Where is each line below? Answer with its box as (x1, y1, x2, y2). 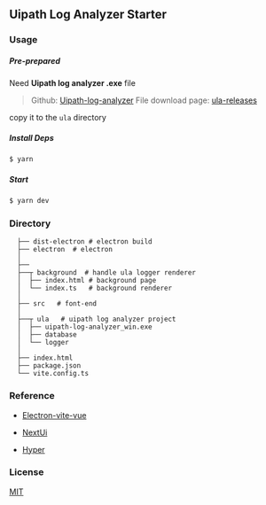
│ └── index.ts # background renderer (17, 284, 173, 293)
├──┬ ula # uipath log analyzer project (17, 315, 176, 324)
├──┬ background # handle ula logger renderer (17, 268, 197, 277)
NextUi (21, 427, 48, 438)
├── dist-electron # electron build (17, 237, 153, 246)
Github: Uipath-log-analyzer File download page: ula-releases (30, 95, 257, 105)
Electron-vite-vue (21, 409, 87, 420)
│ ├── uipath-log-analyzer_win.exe (17, 322, 153, 331)
